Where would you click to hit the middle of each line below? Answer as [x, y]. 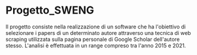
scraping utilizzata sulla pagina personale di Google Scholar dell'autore [93, 39]
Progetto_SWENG [50, 10]
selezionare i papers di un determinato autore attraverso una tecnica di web [98, 33]
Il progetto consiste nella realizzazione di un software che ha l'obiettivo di [96, 27]
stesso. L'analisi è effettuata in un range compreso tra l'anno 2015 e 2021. [96, 46]
